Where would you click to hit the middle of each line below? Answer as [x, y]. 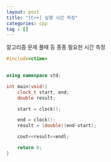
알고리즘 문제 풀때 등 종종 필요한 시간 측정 [56, 47]
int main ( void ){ [27, 86]
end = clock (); [37, 120]
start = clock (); [39, 109]
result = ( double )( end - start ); [57, 126]
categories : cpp [27, 23]
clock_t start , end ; [43, 92]
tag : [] [17, 29]
